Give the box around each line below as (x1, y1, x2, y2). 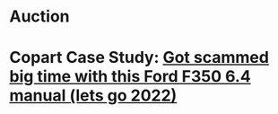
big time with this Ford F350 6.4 (9, 66, 251, 87)
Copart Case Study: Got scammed (9, 48, 269, 68)
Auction (9, 6, 70, 27)
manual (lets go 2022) (9, 85, 178, 106)
